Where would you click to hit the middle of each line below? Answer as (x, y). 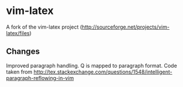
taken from (19, 72)
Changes (23, 52)
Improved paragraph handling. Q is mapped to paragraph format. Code (91, 65)
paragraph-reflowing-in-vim (40, 78)
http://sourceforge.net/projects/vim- (126, 27)
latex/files (18, 33)
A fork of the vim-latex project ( (44, 27)
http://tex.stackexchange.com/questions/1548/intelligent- (103, 72)
